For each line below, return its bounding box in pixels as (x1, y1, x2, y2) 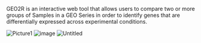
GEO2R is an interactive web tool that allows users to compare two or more (6, 5, 196, 12)
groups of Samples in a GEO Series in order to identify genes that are (6, 12, 180, 19)
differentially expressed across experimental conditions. (6, 18, 148, 25)
